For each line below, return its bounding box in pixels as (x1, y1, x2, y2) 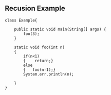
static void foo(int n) (14, 45, 65, 50)
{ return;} (23, 58, 53, 63)
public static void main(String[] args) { (14, 27, 106, 32)
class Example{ (5, 17, 38, 23)
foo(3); (23, 31, 40, 36)
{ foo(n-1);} (23, 67, 56, 72)
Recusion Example (5, 4, 65, 13)
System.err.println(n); (23, 71, 74, 77)
